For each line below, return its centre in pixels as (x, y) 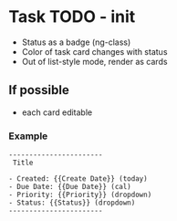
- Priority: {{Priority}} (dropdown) (80, 195)
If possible (39, 90)
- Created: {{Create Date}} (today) (78, 179)
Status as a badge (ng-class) (76, 42)
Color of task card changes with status (94, 51)
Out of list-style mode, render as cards (94, 61)
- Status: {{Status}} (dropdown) (72, 203)
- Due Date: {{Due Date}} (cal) (70, 187)
